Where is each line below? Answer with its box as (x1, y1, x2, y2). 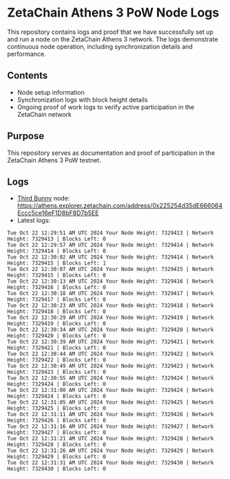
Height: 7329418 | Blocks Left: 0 (7, 308, 107, 315)
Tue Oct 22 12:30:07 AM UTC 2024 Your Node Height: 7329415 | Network (7, 266, 214, 273)
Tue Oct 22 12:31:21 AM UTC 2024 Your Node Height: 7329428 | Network (7, 435, 214, 442)
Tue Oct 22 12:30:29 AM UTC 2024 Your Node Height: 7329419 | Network (7, 314, 214, 321)
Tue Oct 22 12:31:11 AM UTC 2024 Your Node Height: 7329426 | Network (7, 411, 214, 418)
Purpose (7, 130, 45, 142)
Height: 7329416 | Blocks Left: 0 (7, 284, 107, 291)
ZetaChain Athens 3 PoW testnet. (7, 156, 101, 164)
